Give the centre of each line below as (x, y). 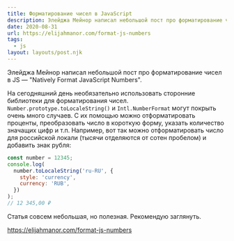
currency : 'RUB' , (45, 184)
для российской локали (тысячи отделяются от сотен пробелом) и (107, 137)
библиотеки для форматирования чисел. (68, 100)
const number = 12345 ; (40, 157)
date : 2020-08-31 (32, 26)
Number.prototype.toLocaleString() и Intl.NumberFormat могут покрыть (112, 108)
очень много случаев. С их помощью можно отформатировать (101, 115)
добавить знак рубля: (39, 145)
